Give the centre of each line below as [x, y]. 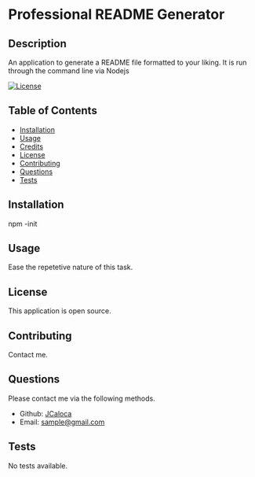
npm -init [23, 224]
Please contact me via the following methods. [82, 398]
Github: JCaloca [46, 413]
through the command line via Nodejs [69, 71]
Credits [31, 146]
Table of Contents [53, 111]
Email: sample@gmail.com [62, 422]
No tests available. [38, 465]
